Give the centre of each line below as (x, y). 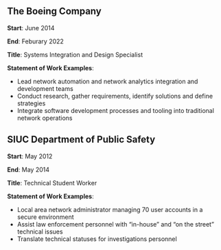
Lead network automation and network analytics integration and (107, 81)
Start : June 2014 (31, 28)
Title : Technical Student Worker (52, 183)
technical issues (40, 231)
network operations (45, 118)
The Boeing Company (54, 11)
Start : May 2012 (30, 156)
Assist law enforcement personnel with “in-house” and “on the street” (116, 224)
